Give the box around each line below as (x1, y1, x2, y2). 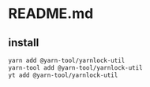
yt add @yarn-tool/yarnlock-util (8, 71, 118, 79)
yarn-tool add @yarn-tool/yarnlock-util (8, 63, 144, 71)
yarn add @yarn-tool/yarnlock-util (8, 56, 126, 64)
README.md (8, 5, 94, 23)
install (8, 36, 39, 49)
